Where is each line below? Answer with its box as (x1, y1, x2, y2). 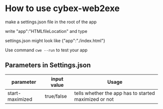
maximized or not (74, 95, 114, 102)
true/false (45, 93, 67, 99)
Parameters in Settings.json (5, 61, 91, 69)
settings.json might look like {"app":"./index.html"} (5, 37, 105, 44)
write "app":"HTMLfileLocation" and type (5, 28, 87, 34)
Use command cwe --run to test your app (5, 47, 88, 53)
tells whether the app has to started (74, 90, 155, 96)
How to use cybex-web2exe (5, 3, 120, 14)
